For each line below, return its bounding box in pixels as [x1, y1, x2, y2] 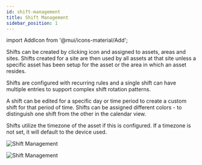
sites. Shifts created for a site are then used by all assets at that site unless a [6, 55, 197, 62]
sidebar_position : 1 [6, 20, 58, 26]
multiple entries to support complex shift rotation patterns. [6, 86, 151, 93]
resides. [6, 68, 27, 75]
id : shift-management [6, 8, 61, 15]
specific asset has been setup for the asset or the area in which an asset [6, 61, 187, 68]
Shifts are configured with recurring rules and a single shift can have [6, 79, 177, 86]
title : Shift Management [6, 15, 69, 21]
